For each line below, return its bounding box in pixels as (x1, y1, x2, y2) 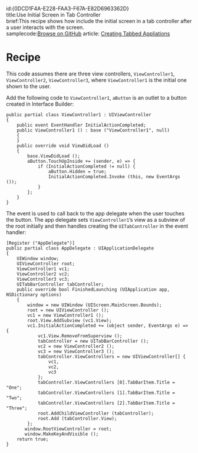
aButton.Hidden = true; (48, 168, 107, 175)
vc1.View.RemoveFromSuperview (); (37, 333, 123, 339)
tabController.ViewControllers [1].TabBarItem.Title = (37, 389, 176, 396)
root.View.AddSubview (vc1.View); (27, 317, 112, 323)
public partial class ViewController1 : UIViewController (6, 111, 151, 117)
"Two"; (6, 395, 22, 401)
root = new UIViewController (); (27, 307, 110, 313)
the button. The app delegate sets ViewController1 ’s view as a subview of (6, 216, 186, 223)
